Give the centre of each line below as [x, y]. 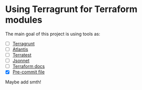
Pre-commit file [29, 72]
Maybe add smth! [23, 82]
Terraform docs [29, 66]
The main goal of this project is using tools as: [53, 34]
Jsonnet [21, 61]
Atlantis [20, 49]
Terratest [22, 55]
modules [24, 20]
